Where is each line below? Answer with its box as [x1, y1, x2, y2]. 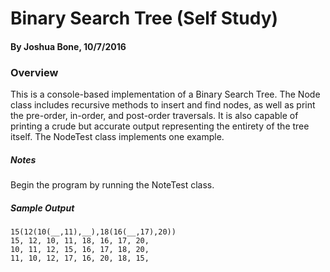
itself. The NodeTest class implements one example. [10, 131, 225, 143]
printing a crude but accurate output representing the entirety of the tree [10, 120, 310, 132]
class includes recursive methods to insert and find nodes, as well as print [10, 99, 316, 111]
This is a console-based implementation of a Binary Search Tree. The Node [10, 88, 321, 101]
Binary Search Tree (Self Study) [10, 7, 279, 30]
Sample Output [10, 202, 75, 214]
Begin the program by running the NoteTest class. [10, 179, 215, 191]
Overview [10, 65, 59, 79]
